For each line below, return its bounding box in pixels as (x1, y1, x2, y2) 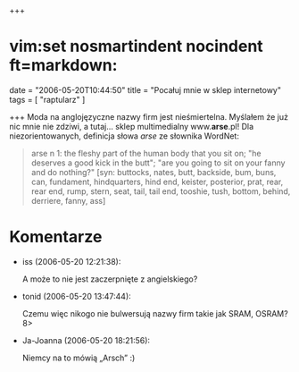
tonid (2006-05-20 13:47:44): (21, 291, 131, 301)
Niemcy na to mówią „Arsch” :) (21, 352, 136, 363)
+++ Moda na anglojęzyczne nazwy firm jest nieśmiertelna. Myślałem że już (9, 111, 288, 122)
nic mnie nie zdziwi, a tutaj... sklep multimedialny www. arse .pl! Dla (9, 121, 254, 131)
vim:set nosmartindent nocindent (9, 37, 263, 56)
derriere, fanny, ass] (30, 195, 106, 206)
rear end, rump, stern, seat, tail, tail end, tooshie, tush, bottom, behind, (30, 185, 291, 197)
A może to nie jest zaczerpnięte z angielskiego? (21, 274, 198, 284)
